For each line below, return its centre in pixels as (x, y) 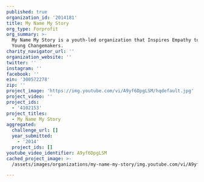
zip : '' (16, 86)
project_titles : (27, 113)
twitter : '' (21, 62)
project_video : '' (29, 96)
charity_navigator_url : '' (40, 52)
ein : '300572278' (28, 79)
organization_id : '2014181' (42, 18)
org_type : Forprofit (32, 29)
